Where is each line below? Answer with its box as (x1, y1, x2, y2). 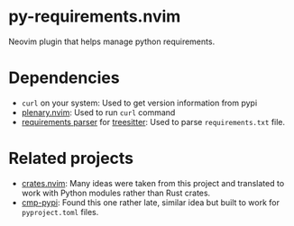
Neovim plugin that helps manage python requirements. (8, 36, 216, 47)
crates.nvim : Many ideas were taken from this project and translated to (21, 177, 285, 188)
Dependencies (8, 68, 120, 88)
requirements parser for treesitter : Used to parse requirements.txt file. (21, 116, 286, 127)
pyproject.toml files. (21, 206, 99, 217)
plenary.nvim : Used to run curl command (21, 106, 176, 118)
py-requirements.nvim (8, 6, 181, 27)
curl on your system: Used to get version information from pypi (21, 97, 258, 108)
